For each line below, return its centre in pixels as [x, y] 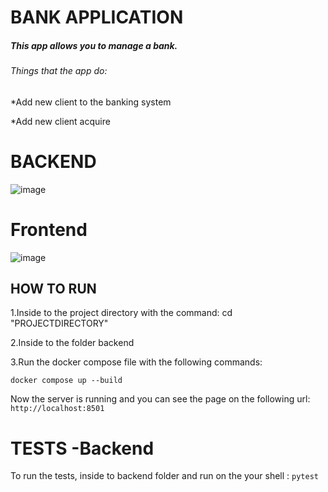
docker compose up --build [66, 381]
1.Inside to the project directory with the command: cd [121, 313]
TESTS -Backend [82, 448]
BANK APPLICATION [97, 17]
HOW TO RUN [53, 289]
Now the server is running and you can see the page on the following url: [160, 399]
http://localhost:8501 [57, 409]
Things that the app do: [59, 71]
